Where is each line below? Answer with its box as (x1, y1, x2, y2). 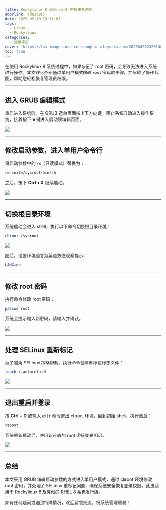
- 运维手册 (9, 40, 29, 45)
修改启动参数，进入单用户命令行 (5, 146, 103, 154)
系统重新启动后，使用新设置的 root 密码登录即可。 (5, 432, 107, 438)
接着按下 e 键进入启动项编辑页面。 (13, 116, 84, 122)
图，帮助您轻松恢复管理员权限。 (5, 75, 70, 81)
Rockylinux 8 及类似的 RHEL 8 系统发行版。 (14, 489, 103, 495)
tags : (5, 21, 16, 26)
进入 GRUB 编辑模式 (5, 96, 66, 104)
